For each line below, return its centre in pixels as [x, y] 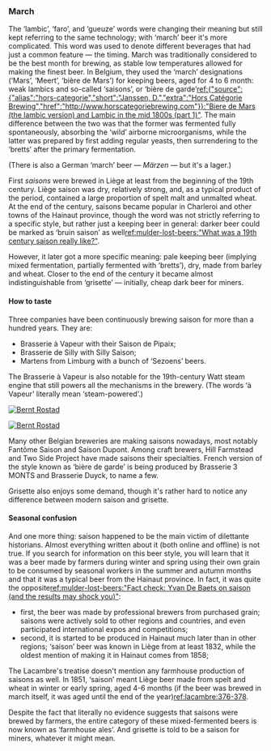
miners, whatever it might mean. [62, 738]
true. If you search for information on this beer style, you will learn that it [129, 553]
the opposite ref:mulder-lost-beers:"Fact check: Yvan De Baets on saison [129, 587]
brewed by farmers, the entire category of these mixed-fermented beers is [133, 721]
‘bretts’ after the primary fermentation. [72, 149]
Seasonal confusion [42, 518]
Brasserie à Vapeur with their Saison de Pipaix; [98, 343]
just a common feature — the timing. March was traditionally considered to [133, 55]
